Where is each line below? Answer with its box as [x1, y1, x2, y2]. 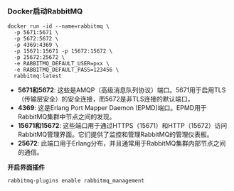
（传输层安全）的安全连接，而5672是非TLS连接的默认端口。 [17, 94, 194, 104]
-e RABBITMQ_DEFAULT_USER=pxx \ [14, 60, 110, 67]
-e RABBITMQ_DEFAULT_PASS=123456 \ [14, 66, 119, 74]
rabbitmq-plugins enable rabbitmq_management [7, 178, 144, 185]
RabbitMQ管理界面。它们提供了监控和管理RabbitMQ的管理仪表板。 [17, 130, 213, 139]
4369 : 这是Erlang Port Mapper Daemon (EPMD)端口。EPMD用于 [17, 104, 208, 112]
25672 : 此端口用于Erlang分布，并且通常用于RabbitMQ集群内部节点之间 [17, 139, 226, 148]
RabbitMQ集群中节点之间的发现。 [17, 112, 116, 121]
